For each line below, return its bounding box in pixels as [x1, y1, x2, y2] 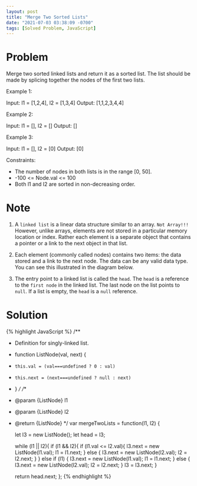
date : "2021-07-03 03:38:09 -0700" [6, 20, 94, 25]
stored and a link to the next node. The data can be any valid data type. [14, 258, 188, 265]
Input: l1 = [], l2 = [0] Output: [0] [6, 145, 84, 153]
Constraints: [6, 157, 36, 164]
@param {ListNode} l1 [14, 397, 68, 404]
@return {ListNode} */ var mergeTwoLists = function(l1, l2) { [14, 420, 160, 427]
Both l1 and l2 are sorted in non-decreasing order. [14, 181, 136, 188]
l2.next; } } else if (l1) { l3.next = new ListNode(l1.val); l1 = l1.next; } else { [14, 455, 191, 462]
